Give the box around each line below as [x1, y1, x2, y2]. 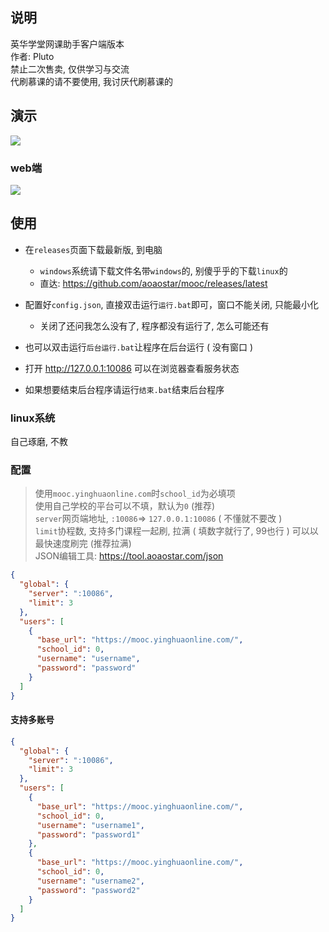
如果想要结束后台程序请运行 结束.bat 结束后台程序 [24, 383, 225, 395]
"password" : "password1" [36, 829, 141, 840]
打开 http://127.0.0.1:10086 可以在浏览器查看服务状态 [24, 362, 240, 374]
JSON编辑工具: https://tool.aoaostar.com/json [34, 550, 224, 562]
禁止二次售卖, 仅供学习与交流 [10, 63, 130, 75]
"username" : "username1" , [36, 820, 145, 830]
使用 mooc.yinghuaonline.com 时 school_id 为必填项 [34, 488, 236, 500]
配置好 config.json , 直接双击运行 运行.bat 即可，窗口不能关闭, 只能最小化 [24, 298, 319, 310]
